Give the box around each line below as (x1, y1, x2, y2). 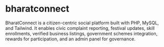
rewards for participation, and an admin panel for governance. (5, 36, 136, 42)
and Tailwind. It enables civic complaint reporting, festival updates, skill (5, 25, 155, 31)
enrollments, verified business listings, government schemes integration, (5, 30, 158, 36)
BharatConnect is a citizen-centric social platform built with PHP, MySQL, (5, 20, 159, 26)
